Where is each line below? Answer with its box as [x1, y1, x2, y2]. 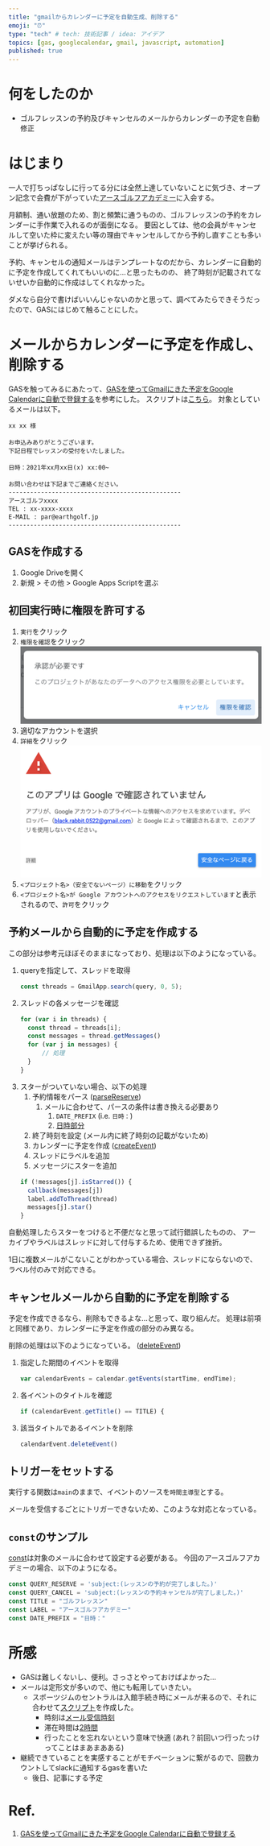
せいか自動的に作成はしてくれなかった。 [14, 278, 149, 287]
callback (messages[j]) [27, 1186, 104, 1194]
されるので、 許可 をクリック [19, 899, 110, 909]
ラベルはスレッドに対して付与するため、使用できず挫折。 [35, 1237, 227, 1248]
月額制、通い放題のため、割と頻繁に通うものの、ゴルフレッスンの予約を [8, 210, 247, 219]
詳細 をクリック [19, 736, 68, 746]
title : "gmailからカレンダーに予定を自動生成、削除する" [8, 13, 179, 21]
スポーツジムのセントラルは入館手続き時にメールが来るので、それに [31, 1692, 257, 1702]
